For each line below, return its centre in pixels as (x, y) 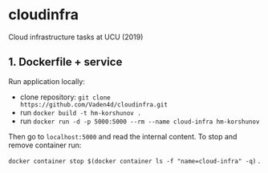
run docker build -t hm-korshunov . (81, 112)
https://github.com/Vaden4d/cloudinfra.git (94, 105)
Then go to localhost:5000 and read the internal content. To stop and (123, 136)
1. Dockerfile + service (65, 62)
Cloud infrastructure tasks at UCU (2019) (76, 37)
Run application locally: (47, 81)
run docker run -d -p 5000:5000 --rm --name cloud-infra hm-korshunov (140, 121)
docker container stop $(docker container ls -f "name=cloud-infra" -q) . (134, 160)
